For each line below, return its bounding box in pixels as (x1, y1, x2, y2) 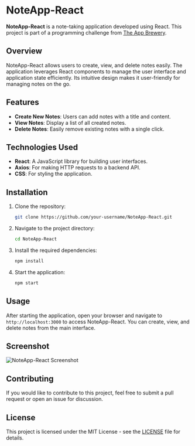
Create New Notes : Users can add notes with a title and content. (14, 113, 171, 120)
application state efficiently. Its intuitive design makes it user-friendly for (6, 74, 180, 81)
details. (6, 434, 24, 441)
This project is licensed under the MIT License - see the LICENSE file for (6, 428, 180, 435)
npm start (14, 280, 39, 286)
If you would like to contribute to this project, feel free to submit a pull (6, 389, 174, 396)
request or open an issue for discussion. (6, 396, 104, 403)
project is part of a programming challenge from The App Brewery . (6, 29, 167, 36)
